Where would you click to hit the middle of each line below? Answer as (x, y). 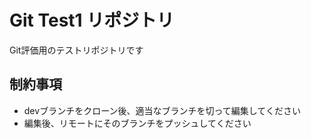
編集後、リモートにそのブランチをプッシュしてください (137, 123)
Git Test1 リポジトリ (92, 20)
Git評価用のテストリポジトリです (76, 50)
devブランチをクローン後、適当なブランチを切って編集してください (162, 110)
